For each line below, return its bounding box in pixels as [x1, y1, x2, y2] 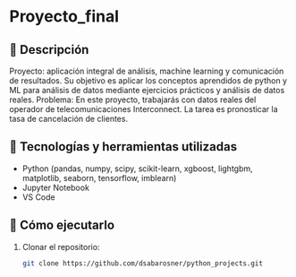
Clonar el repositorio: [21, 241, 100, 252]
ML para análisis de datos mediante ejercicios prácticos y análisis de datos [9, 85, 285, 95]
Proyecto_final [9, 6, 119, 27]
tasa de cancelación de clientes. [9, 114, 128, 124]
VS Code [21, 191, 55, 203]
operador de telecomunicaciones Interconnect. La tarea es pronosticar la [9, 104, 279, 114]
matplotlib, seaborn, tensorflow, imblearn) [21, 172, 177, 183]
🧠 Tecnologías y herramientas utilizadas [9, 139, 238, 154]
